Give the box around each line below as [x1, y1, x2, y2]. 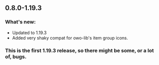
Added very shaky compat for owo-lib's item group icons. [12, 35, 128, 41]
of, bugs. [5, 53, 27, 60]
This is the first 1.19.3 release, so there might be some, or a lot [5, 47, 154, 54]
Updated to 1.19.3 [12, 29, 47, 36]
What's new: [5, 19, 36, 25]
